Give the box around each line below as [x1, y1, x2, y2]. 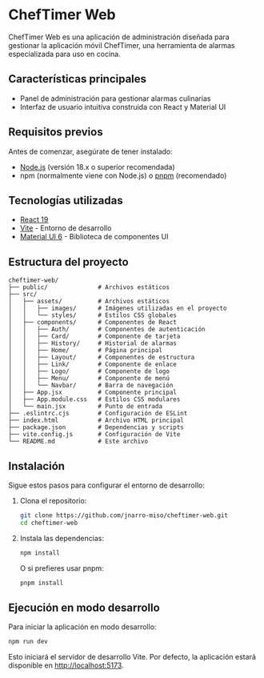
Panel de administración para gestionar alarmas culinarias [19, 94, 211, 103]
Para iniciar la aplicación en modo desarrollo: [8, 622, 157, 632]
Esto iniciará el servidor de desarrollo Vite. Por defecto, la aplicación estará [8, 652, 256, 662]
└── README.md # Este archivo [8, 438, 149, 446]
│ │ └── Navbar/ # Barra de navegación [8, 382, 174, 390]
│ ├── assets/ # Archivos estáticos [8, 298, 170, 306]
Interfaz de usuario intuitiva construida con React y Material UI [19, 102, 226, 111]
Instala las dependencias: [19, 533, 104, 543]
